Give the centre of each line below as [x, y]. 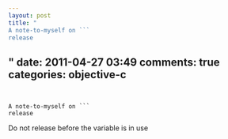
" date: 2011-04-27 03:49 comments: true [114, 62]
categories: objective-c [67, 75]
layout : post [30, 15]
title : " [23, 23]
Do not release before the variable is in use [78, 128]
